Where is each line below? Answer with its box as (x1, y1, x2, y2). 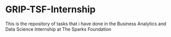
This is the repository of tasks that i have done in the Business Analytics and (5, 21, 166, 27)
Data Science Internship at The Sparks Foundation (5, 26, 112, 32)
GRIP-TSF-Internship (5, 4, 96, 15)
